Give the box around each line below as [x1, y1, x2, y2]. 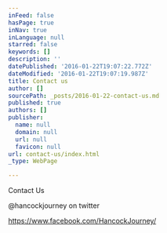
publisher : [8, 114, 44, 122]
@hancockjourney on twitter [8, 201, 100, 210]
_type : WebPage [8, 158, 58, 166]
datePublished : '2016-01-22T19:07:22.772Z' [8, 63, 153, 71]
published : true [8, 99, 61, 107]
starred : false [8, 41, 58, 49]
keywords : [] [8, 48, 51, 56]
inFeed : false [8, 11, 55, 20]
